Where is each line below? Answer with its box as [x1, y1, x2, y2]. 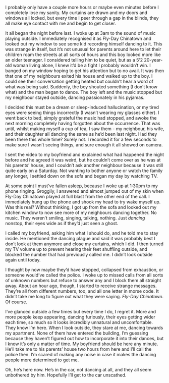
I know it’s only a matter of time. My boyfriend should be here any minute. [5, 341, 158, 347]
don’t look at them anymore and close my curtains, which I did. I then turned [5, 241, 164, 247]
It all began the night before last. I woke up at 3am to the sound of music [5, 30, 156, 36]
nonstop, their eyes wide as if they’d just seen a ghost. [5, 221, 119, 226]
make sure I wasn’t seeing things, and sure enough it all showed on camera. [5, 142, 163, 148]
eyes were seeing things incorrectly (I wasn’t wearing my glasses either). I [5, 110, 159, 116]
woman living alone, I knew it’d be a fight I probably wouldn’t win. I [13, 63, 151, 68]
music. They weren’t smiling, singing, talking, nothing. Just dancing [5, 215, 145, 221]
